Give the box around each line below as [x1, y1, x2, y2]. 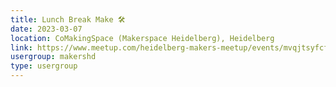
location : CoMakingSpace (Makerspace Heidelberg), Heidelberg [10, 33, 275, 43]
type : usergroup [10, 61, 78, 71]
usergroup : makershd [10, 52, 97, 62]
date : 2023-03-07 [10, 24, 83, 34]
